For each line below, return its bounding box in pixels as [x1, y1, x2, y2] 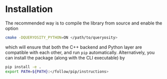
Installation [5, 3, 53, 15]
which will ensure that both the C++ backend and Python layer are [5, 44, 142, 50]
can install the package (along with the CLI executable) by [5, 54, 125, 60]
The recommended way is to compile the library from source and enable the [5, 20, 162, 26]
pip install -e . [5, 64, 42, 69]
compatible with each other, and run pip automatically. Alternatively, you [5, 49, 155, 55]
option [5, 25, 19, 31]
